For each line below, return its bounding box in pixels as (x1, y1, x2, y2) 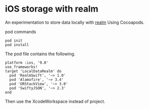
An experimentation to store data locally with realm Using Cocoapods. (5, 19, 145, 25)
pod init (5, 38, 23, 43)
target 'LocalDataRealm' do (5, 69, 62, 74)
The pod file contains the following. (5, 51, 75, 57)
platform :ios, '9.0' (5, 60, 49, 65)
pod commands (5, 29, 36, 34)
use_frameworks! (5, 64, 38, 69)
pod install (5, 42, 29, 47)
